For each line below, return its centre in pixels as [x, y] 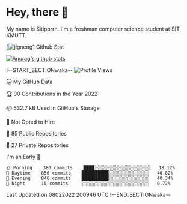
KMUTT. [17, 35]
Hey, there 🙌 [37, 12]
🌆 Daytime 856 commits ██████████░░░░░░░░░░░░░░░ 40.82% [90, 173]
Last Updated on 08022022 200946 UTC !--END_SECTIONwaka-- [89, 194]
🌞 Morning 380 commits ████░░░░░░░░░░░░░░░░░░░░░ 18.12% [91, 167]
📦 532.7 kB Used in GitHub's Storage [53, 108]
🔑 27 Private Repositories [38, 145]
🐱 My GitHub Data [29, 82]
